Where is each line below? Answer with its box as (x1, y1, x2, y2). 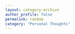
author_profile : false (5, 12, 52, 17)
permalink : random (5, 16, 43, 21)
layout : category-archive (5, 7, 59, 12)
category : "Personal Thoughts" (5, 21, 70, 26)
